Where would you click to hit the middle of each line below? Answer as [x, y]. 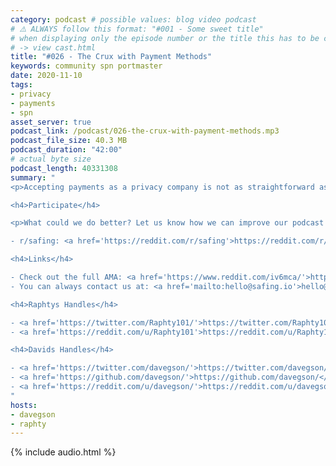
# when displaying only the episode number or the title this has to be [165, 38]
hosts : [24, 405]
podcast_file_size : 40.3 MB [69, 141]
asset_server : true [51, 122]
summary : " [33, 177]
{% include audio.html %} [63, 452]
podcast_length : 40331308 [64, 168]
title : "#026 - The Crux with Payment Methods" [111, 57]
